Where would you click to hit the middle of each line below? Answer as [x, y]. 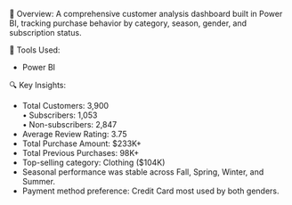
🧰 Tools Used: [35, 50]
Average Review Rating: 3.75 [74, 134]
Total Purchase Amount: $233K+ [82, 143]
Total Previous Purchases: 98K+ [81, 153]
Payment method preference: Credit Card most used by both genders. [150, 191]
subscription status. [45, 33]
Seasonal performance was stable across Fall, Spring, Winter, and [143, 172]
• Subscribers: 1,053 [60, 115]
